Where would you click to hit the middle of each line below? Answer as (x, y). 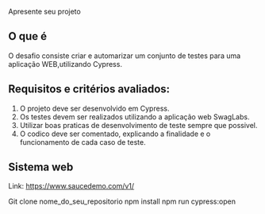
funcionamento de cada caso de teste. (83, 142)
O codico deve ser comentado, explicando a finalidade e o (115, 134)
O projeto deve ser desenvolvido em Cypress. (94, 108)
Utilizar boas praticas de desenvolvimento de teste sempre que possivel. (138, 125)
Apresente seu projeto (44, 12)
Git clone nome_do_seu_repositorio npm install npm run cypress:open (122, 201)
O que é (28, 36)
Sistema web (41, 167)
